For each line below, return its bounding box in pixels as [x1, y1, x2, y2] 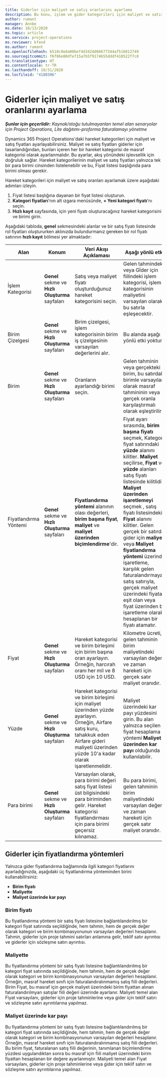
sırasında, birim [123, 422, 160, 429]
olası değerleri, [74, 509, 109, 516]
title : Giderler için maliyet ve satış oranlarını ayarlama [5, 7, 133, 12]
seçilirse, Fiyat [123, 459, 158, 466]
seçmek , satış [123, 503, 157, 510]
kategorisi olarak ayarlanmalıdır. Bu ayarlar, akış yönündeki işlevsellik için [5, 152, 155, 158]
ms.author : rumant [5, 44, 43, 49]
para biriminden [74, 796, 112, 803]
